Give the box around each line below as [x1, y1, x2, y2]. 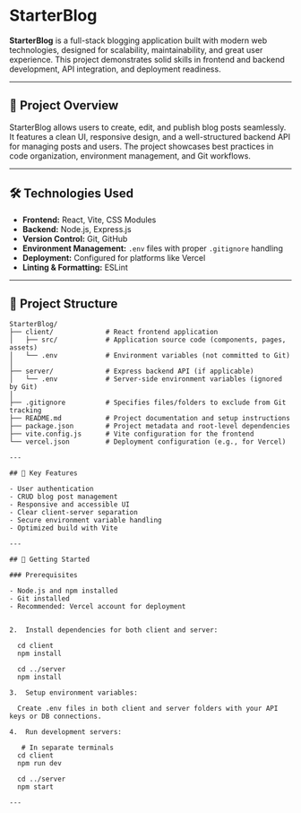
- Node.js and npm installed [9, 586, 118, 596]
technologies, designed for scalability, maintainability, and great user [9, 44, 263, 55]
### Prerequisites [9, 571, 78, 580]
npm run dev [17, 759, 63, 768]
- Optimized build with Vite [9, 523, 118, 533]
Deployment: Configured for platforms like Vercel [21, 252, 206, 263]
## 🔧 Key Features [9, 469, 78, 478]
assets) [9, 343, 39, 352]
